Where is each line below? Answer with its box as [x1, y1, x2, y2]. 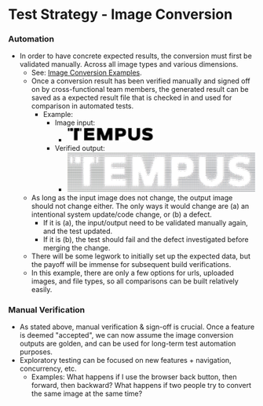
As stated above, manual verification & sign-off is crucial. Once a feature [19, 322, 255, 331]
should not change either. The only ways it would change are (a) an [31, 201, 250, 210]
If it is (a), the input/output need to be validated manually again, [42, 218, 249, 227]
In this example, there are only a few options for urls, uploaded [31, 268, 234, 277]
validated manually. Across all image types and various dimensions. [19, 60, 239, 69]
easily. [31, 284, 53, 294]
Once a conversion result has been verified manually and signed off [31, 76, 251, 86]
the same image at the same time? [31, 389, 143, 398]
